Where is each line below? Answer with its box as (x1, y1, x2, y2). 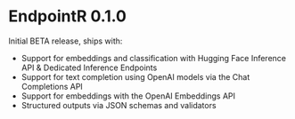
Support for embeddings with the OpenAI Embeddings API (20, 91, 236, 101)
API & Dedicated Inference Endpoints (20, 62, 158, 73)
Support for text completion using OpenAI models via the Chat (20, 71, 250, 82)
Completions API (20, 81, 84, 91)
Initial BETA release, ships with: (8, 36, 123, 46)
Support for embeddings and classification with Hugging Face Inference (20, 52, 287, 63)
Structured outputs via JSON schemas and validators (20, 99, 217, 110)
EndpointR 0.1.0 (8, 6, 127, 27)
